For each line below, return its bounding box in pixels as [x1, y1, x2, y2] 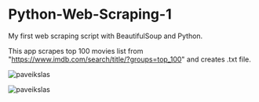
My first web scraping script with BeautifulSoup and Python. [8, 31, 203, 40]
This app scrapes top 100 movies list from [8, 46, 144, 55]
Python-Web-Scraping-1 [8, 5, 172, 23]
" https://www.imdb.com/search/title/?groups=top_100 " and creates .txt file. [8, 55, 251, 64]
